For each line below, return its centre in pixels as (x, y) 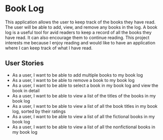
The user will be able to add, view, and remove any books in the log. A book (81, 27)
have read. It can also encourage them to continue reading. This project (77, 38)
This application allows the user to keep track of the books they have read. (80, 22)
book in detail (26, 90)
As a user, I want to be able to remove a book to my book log (73, 80)
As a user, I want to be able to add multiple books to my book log (78, 75)
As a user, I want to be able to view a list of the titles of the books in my (84, 96)
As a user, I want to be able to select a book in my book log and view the (85, 85)
